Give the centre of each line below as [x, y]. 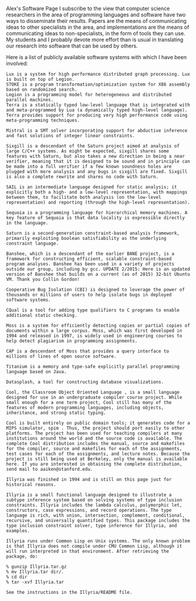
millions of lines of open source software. [61, 356]
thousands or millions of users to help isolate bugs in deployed [89, 295]
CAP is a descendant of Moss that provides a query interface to [87, 351]
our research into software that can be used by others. [72, 46]
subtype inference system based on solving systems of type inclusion [94, 500]
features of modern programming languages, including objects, [85, 408]
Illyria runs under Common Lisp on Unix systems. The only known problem [98, 541]
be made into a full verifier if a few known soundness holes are [89, 167]
